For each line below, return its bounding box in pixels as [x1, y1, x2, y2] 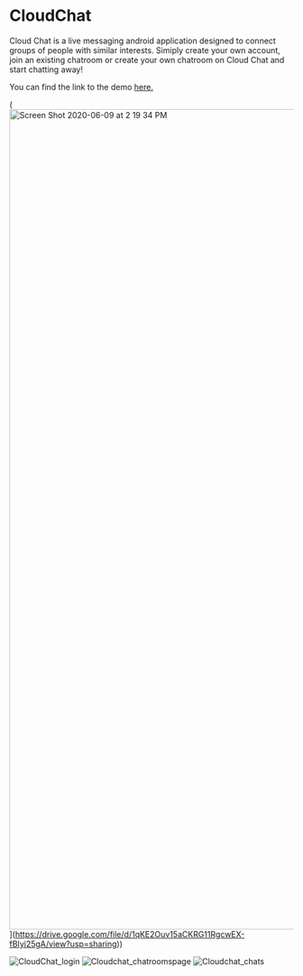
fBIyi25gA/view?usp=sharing [9, 938, 117, 949]
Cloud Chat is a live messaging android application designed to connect [9, 35, 277, 46]
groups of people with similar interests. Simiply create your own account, [9, 44, 281, 55]
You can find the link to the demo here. [9, 81, 153, 92]
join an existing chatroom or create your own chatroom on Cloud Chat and [9, 54, 285, 65]
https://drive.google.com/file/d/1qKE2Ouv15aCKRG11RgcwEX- [14, 928, 245, 939]
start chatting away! [9, 64, 84, 75]
